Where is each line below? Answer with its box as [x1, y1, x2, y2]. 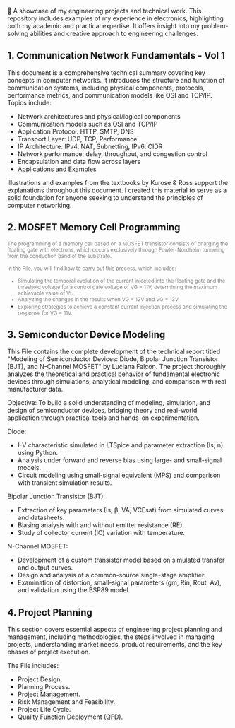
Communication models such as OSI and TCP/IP [17, 119, 158, 128]
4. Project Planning [7, 606, 93, 618]
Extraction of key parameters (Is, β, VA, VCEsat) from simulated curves [17, 506, 224, 515]
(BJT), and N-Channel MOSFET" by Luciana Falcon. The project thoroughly [7, 363, 226, 371]
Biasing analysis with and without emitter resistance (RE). [17, 521, 185, 529]
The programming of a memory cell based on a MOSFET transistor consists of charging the [7, 240, 229, 247]
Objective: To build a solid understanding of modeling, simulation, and [7, 399, 210, 407]
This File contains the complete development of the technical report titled [7, 347, 221, 356]
